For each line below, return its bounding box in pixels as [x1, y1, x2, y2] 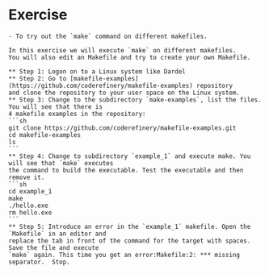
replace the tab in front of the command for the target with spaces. [8, 236, 251, 245]
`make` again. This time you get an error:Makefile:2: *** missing [8, 251, 241, 259]
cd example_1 [8, 187, 53, 195]
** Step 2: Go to [8, 74, 67, 82]
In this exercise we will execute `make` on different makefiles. [8, 46, 237, 54]
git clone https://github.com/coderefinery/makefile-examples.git [8, 123, 237, 132]
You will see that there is [8, 102, 103, 110]
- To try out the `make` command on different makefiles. [8, 32, 208, 40]
